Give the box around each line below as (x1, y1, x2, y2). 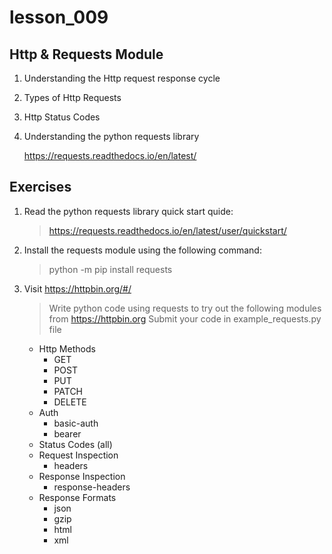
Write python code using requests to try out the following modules (48, 302, 322, 314)
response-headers (53, 481, 131, 493)
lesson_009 (9, 6, 109, 29)
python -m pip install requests (48, 263, 173, 275)
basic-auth (53, 417, 99, 429)
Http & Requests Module (9, 46, 164, 63)
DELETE (53, 396, 87, 408)
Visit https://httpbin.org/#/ (23, 282, 132, 295)
